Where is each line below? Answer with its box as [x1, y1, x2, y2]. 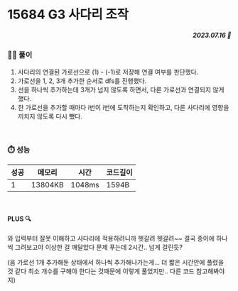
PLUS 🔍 [7, 214, 32, 224]
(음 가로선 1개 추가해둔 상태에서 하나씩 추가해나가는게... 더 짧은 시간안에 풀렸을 [7, 258, 225, 267]
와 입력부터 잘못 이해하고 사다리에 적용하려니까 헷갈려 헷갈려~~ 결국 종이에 [7, 234, 215, 243]
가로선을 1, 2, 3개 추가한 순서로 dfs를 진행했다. [17, 76, 147, 85]
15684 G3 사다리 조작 [7, 6, 129, 23]
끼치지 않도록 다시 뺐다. [17, 111, 83, 121]
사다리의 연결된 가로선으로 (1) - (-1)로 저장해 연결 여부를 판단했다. [17, 67, 199, 76]
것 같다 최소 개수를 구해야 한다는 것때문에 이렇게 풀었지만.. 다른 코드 [7, 267, 195, 275]
